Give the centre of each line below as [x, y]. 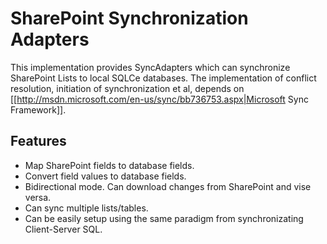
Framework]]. [38, 109]
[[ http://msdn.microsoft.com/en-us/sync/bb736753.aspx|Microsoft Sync [159, 99]
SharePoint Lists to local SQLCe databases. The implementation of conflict [163, 78]
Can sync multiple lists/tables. [86, 208]
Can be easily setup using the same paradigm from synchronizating [164, 218]
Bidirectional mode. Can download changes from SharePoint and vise [168, 186]
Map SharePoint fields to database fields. [109, 165]
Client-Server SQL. [63, 229]
